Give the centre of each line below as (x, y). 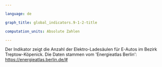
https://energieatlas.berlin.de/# (36, 60)
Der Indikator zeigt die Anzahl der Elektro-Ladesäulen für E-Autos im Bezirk (81, 50)
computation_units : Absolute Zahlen (42, 31)
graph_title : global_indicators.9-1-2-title (51, 22)
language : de (18, 14)
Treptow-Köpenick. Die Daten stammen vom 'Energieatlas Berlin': (71, 54)
